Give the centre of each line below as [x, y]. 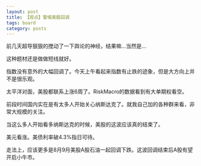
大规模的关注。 [30, 112]
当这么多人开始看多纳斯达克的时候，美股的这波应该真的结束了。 [85, 124]
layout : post [22, 12]
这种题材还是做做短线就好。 [40, 59]
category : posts [26, 28]
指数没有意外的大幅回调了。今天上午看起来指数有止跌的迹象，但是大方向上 [98, 72]
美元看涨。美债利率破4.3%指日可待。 [52, 137]
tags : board [21, 23]
